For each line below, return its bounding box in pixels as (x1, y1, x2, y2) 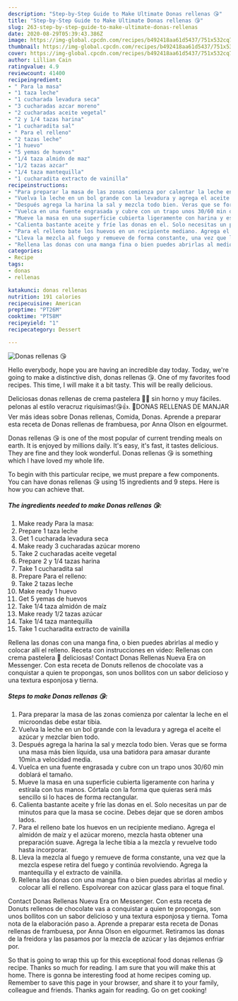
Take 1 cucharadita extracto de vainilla (18, 624, 130, 633)
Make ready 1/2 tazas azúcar (18, 609, 103, 618)
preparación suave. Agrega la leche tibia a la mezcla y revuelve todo (18, 837, 218, 847)
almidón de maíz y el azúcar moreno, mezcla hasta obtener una (18, 830, 203, 839)
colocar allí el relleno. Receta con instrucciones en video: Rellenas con (8, 645, 213, 654)
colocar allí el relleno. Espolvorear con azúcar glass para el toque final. (18, 883, 225, 891)
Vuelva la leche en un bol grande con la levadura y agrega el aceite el (18, 725, 221, 733)
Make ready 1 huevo (18, 587, 77, 595)
